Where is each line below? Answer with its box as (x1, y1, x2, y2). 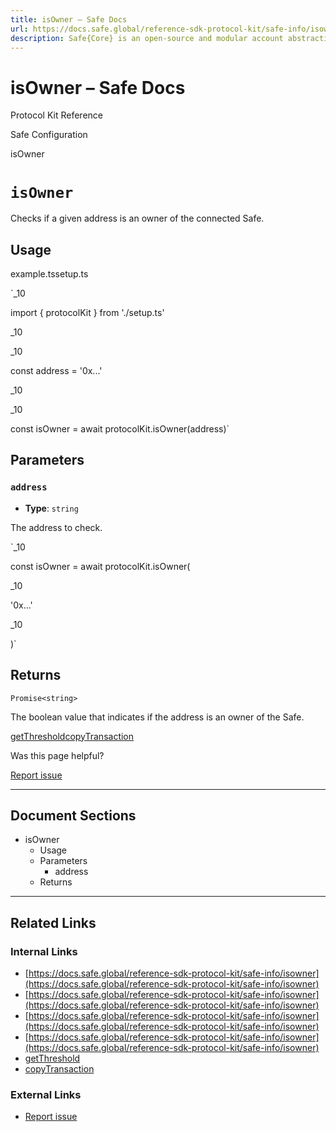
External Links (10, 1087, 82, 1101)
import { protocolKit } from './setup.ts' (10, 307, 165, 319)
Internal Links (10, 944, 78, 958)
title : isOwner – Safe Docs (10, 14, 128, 25)
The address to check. (10, 521, 103, 533)
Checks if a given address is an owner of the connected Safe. (10, 212, 265, 225)
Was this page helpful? (10, 749, 105, 761)
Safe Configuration (10, 129, 88, 141)
